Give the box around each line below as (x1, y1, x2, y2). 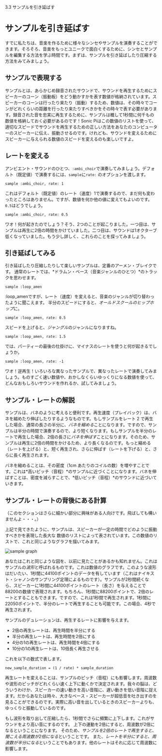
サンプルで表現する (5, 74, 62, 82)
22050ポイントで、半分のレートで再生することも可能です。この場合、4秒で (5, 601, 156, 607)
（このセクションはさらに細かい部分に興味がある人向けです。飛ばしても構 (5, 510, 153, 516)
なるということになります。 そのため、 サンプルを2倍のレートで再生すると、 (5, 727, 157, 733)
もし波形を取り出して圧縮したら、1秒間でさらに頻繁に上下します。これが (5, 715, 150, 721)
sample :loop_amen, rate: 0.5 (5, 315, 66, 320)
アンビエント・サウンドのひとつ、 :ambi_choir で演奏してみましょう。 (5, 165, 143, 171)
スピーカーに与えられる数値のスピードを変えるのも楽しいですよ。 (5, 136, 136, 142)
